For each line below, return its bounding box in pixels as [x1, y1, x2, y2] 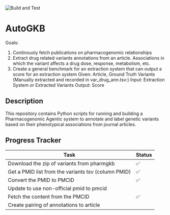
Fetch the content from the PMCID [8, 193, 90, 200]
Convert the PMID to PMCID [8, 176, 75, 183]
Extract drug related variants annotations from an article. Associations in [12, 55, 164, 61]
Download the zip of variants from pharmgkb [8, 160, 115, 167]
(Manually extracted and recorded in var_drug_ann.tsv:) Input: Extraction [12, 77, 165, 83]
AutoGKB [5, 23, 46, 34]
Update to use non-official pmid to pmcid [8, 184, 107, 192]
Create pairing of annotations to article [8, 201, 100, 208]
